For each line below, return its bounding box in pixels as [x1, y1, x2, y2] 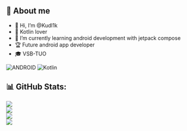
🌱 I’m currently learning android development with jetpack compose [14, 34, 181, 42]
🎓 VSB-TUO [14, 50, 46, 57]
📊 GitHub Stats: [6, 82, 67, 92]
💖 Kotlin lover [14, 28, 47, 35]
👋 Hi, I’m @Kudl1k [14, 21, 58, 29]
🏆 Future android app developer [14, 41, 95, 48]
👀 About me [6, 6, 50, 16]
